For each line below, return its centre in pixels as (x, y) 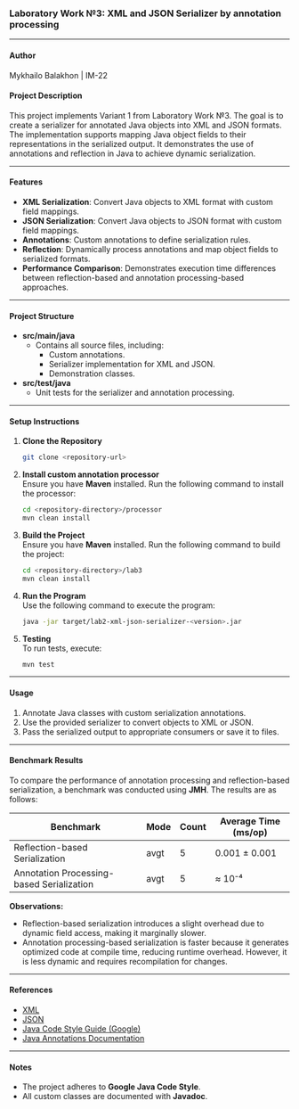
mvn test (38, 664)
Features (26, 182)
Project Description (46, 95)
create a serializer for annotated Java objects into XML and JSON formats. (145, 125)
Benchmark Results (46, 760)
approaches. (45, 287)
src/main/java (48, 336)
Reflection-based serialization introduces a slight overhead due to (143, 923)
